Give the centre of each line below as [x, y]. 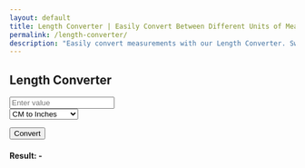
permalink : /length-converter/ [69, 35]
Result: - [26, 155]
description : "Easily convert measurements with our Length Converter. [148, 43]
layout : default [40, 18]
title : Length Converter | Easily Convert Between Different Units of [146, 26]
